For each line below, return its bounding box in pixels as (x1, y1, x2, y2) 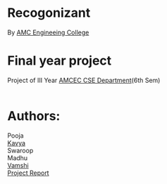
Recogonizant (7, 5, 91, 21)
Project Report (7, 169, 49, 177)
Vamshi (7, 161, 30, 169)
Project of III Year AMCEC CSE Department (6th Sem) (7, 76, 161, 84)
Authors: (7, 108, 61, 124)
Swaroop (7, 146, 34, 155)
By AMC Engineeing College (7, 28, 89, 37)
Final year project (7, 53, 112, 69)
